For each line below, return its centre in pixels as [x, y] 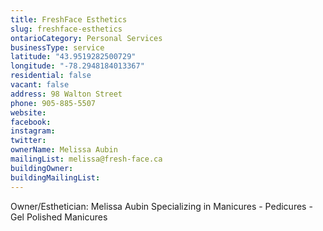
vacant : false [40, 85]
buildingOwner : [42, 168]
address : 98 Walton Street [66, 94]
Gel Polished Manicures [59, 217]
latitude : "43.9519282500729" [73, 57]
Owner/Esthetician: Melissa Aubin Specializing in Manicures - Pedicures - [161, 206]
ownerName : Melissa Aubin [64, 150]
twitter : [28, 141]
